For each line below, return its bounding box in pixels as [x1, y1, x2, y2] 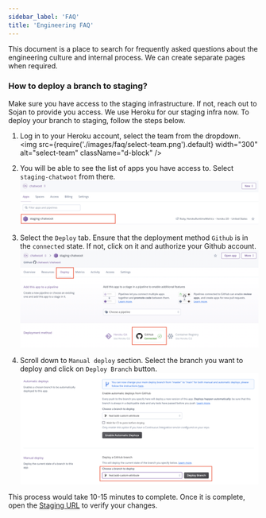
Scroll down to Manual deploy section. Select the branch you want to [19, 355, 244, 365]
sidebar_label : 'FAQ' [8, 13, 80, 21]
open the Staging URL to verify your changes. [8, 501, 158, 510]
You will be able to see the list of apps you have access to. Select [19, 163, 234, 172]
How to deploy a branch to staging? [8, 80, 148, 91]
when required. [8, 60, 58, 71]
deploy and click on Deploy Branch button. [19, 364, 157, 373]
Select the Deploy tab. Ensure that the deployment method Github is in [19, 233, 249, 242]
